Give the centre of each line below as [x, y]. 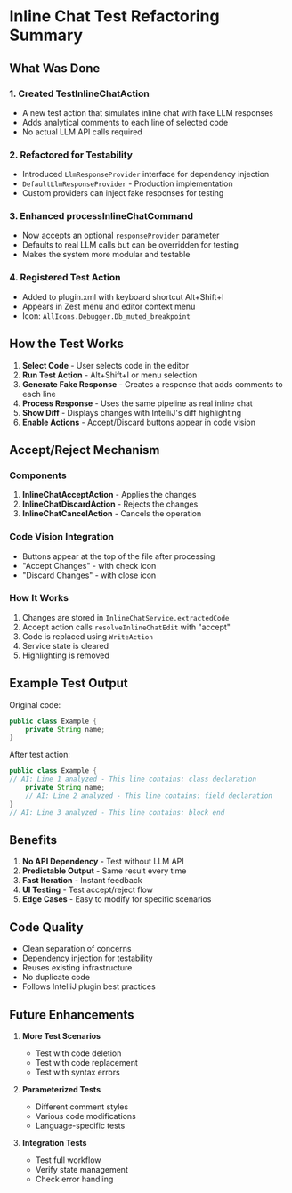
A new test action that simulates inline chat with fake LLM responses [148, 112]
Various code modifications [85, 1116]
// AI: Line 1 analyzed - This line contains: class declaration [133, 779]
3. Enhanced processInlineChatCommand [101, 216]
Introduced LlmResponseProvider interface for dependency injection [146, 174]
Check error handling [74, 1179]
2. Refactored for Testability [71, 155]
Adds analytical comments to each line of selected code [125, 122]
